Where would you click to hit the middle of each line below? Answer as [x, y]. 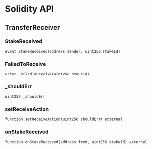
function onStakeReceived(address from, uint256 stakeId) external [76, 142]
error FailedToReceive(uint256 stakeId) [48, 74]
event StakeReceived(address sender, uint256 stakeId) [63, 51]
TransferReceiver [33, 27]
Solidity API [30, 9]
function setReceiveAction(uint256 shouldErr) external [64, 119]
